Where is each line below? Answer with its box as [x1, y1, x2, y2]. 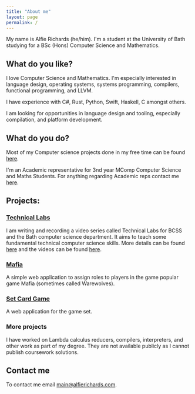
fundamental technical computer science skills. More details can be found [6, 239, 185, 246]
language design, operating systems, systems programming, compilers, [6, 81, 180, 88]
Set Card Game [6, 295, 50, 303]
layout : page [6, 14, 38, 20]
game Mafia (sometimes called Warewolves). [6, 280, 115, 287]
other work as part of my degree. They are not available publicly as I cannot [6, 342, 190, 349]
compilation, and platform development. [6, 116, 103, 123]
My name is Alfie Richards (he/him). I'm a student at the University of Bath [6, 36, 186, 43]
